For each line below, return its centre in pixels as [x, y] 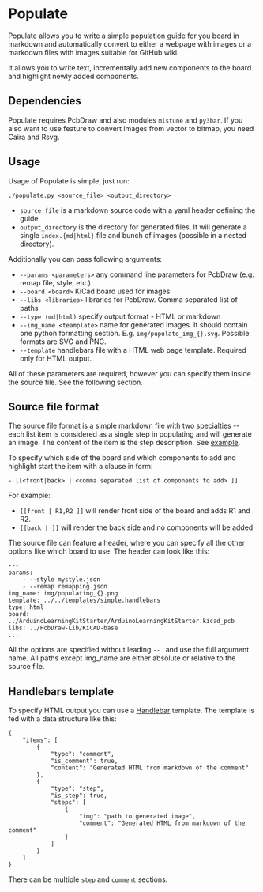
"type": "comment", [82, 754]
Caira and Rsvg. [34, 137]
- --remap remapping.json [65, 587]
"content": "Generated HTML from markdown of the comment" [149, 768]
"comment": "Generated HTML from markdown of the [162, 823]
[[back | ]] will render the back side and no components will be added [136, 527]
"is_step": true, [79, 796]
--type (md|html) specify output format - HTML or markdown [120, 316]
